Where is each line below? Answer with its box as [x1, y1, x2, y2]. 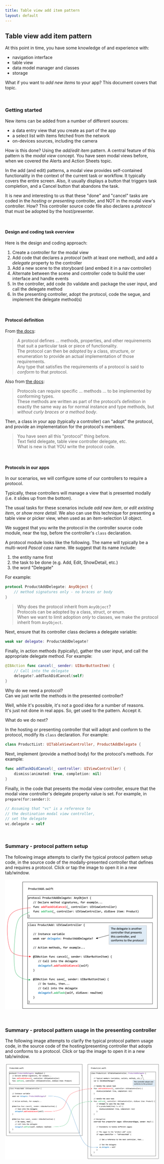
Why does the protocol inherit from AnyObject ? [17, 604, 111, 610]
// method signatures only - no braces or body [14, 590, 113, 595]
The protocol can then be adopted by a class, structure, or [17, 348, 136, 354]
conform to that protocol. [17, 369, 68, 375]
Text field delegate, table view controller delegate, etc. [17, 438, 127, 444]
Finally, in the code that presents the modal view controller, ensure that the [5, 786, 156, 791]
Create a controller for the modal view [12, 249, 89, 255]
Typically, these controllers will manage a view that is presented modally [5, 490, 151, 496]
